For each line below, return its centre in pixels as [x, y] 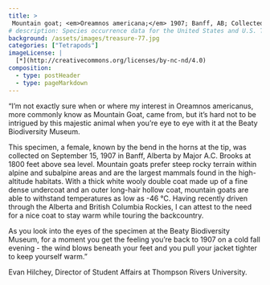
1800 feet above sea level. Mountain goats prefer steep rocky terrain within [133, 164]
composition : [30, 68]
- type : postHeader [48, 75]
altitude [21, 181]
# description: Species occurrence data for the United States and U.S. [133, 31]
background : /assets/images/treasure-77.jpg [84, 38]
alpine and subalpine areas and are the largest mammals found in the [123, 173]
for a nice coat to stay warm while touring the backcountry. [106, 215]
